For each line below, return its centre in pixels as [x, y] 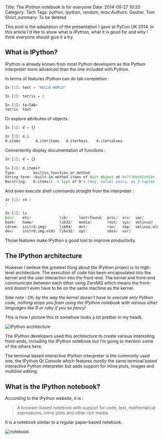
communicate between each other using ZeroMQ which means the [72, 283]
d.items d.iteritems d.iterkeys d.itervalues [64, 141]
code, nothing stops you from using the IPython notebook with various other [81, 303]
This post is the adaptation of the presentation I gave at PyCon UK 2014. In [80, 27]
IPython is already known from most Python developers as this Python [75, 64]
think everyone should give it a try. [40, 37]
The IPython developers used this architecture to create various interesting [80, 336]
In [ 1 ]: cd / [18, 200]
